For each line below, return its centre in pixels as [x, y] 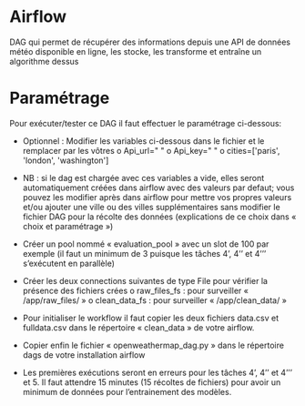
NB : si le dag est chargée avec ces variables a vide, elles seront [143, 178]
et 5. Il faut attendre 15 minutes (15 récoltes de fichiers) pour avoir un [152, 382]
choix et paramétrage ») [68, 226]
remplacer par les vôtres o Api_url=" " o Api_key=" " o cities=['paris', [151, 150]
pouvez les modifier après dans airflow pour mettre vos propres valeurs [157, 197]
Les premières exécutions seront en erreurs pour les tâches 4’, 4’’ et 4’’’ [158, 372]
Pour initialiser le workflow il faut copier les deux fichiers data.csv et [151, 318]
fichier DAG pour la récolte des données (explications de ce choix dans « [159, 217]
